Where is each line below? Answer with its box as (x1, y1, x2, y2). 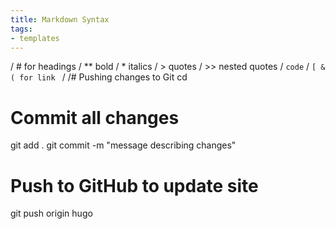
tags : (10, 24, 33, 34)
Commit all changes (10, 106, 180, 129)
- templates (10, 33, 60, 43)
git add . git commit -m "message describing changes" (10, 139, 237, 151)
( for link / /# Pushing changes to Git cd (10, 71, 188, 83)
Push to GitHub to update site (10, 174, 259, 197)
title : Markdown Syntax (10, 14, 110, 25)
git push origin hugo (10, 207, 93, 220)
